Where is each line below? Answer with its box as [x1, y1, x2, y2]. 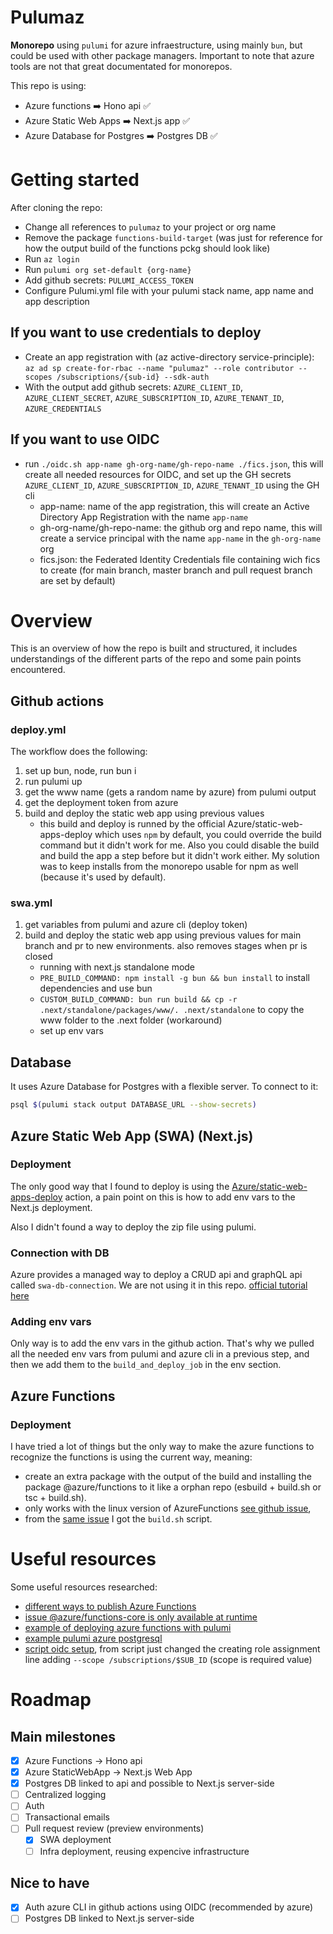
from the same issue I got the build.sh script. [24, 1513, 213, 1525]
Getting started [10, 169, 140, 191]
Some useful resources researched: [10, 1581, 158, 1593]
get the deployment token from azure [24, 797, 179, 809]
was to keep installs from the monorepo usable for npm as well [39, 861, 299, 873]
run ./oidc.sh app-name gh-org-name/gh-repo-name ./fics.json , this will [24, 457, 324, 470]
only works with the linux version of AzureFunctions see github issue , [24, 1502, 312, 1515]
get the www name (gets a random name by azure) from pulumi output [24, 786, 317, 798]
